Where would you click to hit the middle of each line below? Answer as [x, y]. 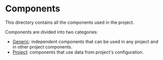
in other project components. [42, 47]
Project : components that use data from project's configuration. [78, 52]
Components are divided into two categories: [52, 32]
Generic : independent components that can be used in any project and [85, 41]
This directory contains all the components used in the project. [70, 22]
